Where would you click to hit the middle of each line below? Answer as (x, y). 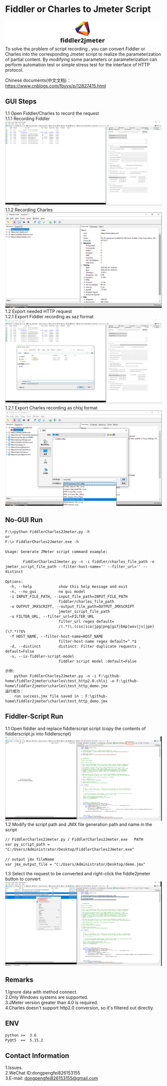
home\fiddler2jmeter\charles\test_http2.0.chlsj (56, 681)
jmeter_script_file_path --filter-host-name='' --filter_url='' (73, 567)
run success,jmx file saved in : (49, 696)
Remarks (19, 980)
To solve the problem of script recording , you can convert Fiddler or (75, 49)
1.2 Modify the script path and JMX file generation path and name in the (79, 824)
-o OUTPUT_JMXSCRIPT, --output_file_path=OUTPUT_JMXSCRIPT (72, 607)
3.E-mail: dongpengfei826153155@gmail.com (52, 1078)
